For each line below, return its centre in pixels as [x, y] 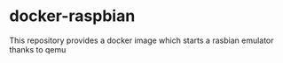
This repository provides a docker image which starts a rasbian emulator [141, 40]
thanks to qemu [38, 49]
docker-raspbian [72, 16]
